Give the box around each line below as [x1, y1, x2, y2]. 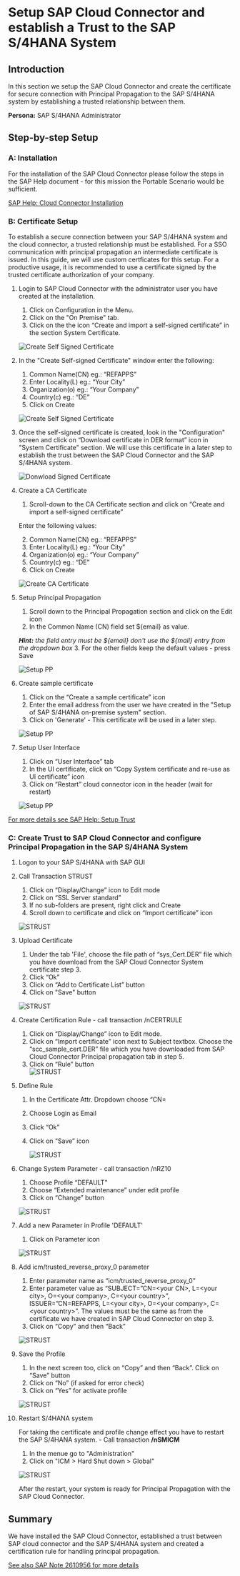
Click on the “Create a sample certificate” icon [29, 692, 166, 701]
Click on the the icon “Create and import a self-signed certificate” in [29, 321, 229, 329]
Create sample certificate [18, 679, 94, 687]
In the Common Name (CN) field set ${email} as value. [29, 622, 190, 631]
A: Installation [8, 153, 58, 163]
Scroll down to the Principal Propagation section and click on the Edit [29, 607, 233, 615]
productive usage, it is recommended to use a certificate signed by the [8, 262, 216, 271]
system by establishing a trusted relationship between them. [8, 97, 186, 106]
